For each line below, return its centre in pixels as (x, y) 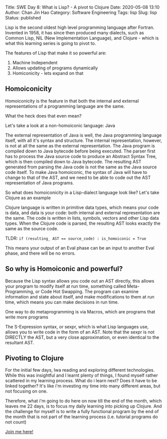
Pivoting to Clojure (34, 358)
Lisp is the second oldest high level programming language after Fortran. (80, 27)
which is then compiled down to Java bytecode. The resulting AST (73, 161)
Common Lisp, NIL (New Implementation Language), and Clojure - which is (82, 38)
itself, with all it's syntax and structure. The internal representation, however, (83, 140)
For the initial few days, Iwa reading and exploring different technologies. (80, 370)
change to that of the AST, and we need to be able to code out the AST (78, 177)
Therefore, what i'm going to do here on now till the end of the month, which (83, 401)
